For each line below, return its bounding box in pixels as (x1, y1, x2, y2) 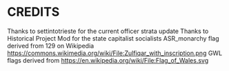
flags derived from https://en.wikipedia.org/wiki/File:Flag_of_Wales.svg (7, 56, 209, 64)
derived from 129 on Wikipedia (7, 41, 94, 50)
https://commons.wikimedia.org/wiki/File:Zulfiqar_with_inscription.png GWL (7, 49, 223, 57)
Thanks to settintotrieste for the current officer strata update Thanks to (7, 27, 209, 35)
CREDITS (7, 4, 60, 20)
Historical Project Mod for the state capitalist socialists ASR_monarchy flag (7, 34, 219, 42)
